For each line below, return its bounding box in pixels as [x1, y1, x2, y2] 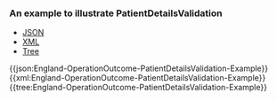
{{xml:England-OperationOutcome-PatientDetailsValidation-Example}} [9, 73, 266, 83]
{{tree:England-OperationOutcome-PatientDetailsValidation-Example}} [9, 82, 267, 93]
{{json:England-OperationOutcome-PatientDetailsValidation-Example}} [9, 63, 269, 74]
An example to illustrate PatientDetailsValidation [9, 7, 223, 19]
